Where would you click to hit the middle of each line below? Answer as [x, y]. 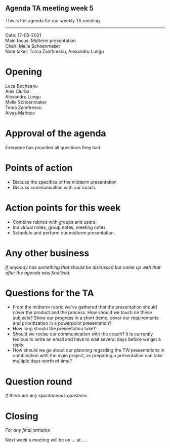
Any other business [47, 253]
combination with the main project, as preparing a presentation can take [88, 356]
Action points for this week [63, 208]
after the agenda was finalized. [38, 272]
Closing [22, 416]
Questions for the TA [50, 293]
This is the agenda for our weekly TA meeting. [53, 20]
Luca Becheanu [22, 86]
